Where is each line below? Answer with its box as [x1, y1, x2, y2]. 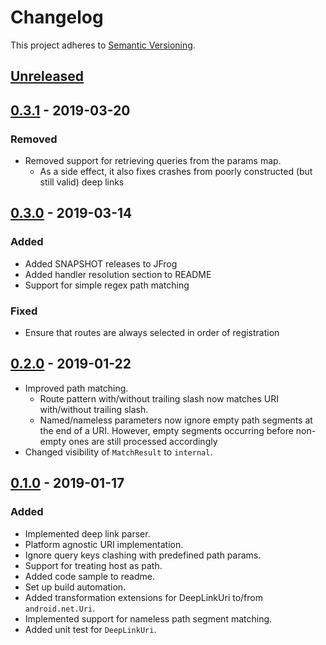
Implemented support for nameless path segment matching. [24, 612, 273, 625]
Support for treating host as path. [24, 559, 163, 571]
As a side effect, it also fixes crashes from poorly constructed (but [39, 166, 313, 178]
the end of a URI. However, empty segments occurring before [39, 424, 294, 436]
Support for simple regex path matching [24, 279, 190, 291]
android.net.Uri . [24, 602, 96, 614]
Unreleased [10, 68, 85, 85]
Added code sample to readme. [24, 570, 155, 582]
